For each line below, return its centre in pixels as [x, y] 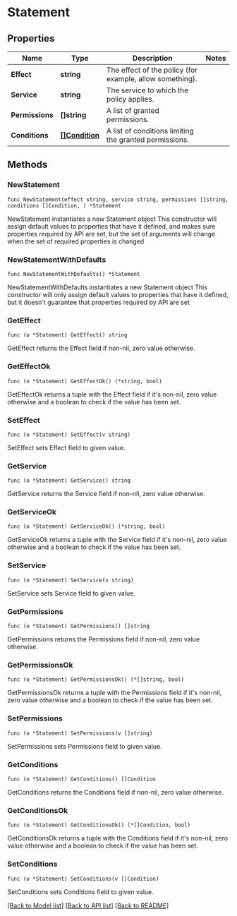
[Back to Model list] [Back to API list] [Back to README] [88, 905]
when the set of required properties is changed [76, 241]
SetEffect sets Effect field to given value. [66, 447]
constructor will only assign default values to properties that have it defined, [118, 294]
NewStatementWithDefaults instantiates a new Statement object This [108, 287]
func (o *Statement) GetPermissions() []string [79, 626]
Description [153, 58]
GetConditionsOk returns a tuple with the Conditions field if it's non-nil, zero [117, 838]
